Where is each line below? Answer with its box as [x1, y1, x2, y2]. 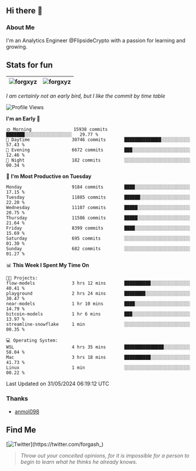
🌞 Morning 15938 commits [6, 126, 108, 132]
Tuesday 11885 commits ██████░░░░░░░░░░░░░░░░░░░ [6, 194, 191, 200]
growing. [6, 43, 28, 50]
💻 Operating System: [6, 337, 59, 344]
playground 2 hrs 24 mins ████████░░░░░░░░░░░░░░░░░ [6, 290, 191, 297]
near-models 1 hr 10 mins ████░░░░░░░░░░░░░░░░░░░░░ [6, 301, 191, 307]
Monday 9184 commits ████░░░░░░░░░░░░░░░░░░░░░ [6, 184, 191, 190]
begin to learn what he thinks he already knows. [20, 458, 138, 465]
